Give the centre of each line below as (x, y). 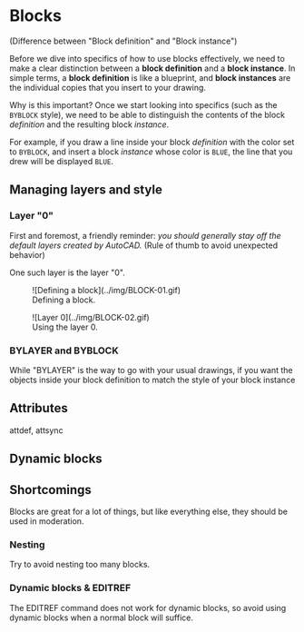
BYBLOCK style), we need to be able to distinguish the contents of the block (147, 114)
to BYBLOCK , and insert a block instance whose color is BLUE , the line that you (151, 152)
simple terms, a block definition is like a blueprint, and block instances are (150, 77)
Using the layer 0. (65, 327)
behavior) (27, 254)
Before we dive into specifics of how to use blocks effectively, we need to (147, 58)
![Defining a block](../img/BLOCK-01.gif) (107, 290)
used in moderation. (47, 521)
